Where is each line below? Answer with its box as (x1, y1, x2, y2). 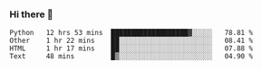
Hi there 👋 (9, 8, 54, 21)
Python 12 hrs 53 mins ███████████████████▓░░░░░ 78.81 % (9, 29, 254, 38)
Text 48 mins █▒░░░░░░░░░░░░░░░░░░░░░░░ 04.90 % (9, 52, 254, 61)
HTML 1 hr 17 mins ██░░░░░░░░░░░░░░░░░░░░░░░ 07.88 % (9, 44, 254, 53)
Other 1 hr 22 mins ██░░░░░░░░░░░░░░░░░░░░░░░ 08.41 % (9, 36, 254, 46)
